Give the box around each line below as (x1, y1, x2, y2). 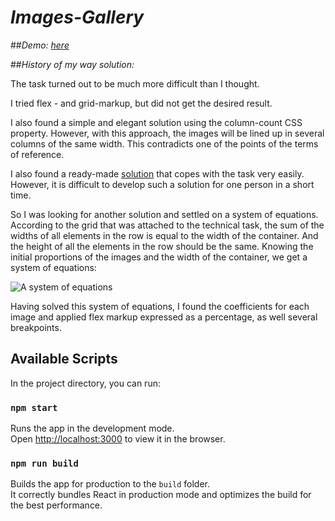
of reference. (10, 148, 65, 160)
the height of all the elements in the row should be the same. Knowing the (10, 240, 314, 252)
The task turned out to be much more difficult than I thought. (10, 77, 260, 90)
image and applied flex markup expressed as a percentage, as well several (10, 311, 318, 323)
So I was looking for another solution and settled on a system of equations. (10, 208, 319, 220)
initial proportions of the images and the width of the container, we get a (10, 251, 308, 263)
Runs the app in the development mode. (10, 422, 175, 435)
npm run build (10, 457, 79, 469)
